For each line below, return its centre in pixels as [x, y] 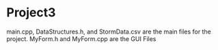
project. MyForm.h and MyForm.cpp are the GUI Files [81, 38]
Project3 [31, 13]
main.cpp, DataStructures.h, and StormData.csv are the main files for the [109, 32]
